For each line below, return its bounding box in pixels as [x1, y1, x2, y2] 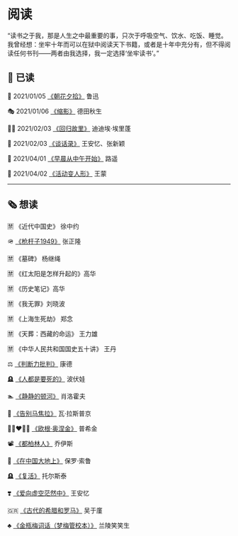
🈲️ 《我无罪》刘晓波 [7, 299, 65, 308]
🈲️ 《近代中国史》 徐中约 [7, 222, 79, 230]
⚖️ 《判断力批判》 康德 [7, 359, 73, 368]
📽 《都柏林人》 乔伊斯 [7, 439, 73, 447]
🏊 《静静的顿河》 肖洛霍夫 [7, 392, 86, 400]
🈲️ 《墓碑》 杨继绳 [7, 254, 61, 263]
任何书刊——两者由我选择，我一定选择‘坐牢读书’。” [13, 49, 159, 57]
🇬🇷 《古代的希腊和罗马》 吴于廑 [7, 506, 103, 514]
